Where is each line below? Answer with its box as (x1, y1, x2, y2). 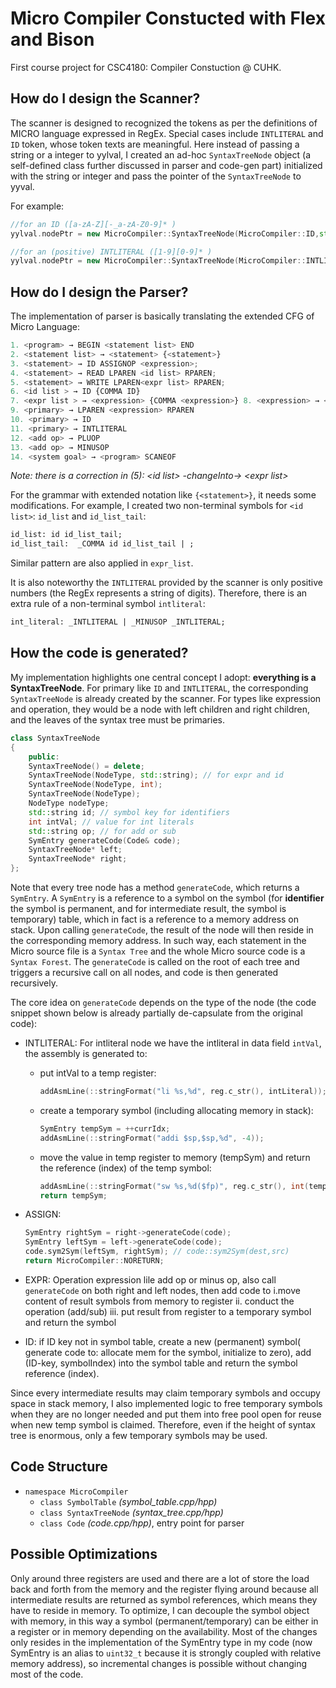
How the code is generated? (10, 645, 189, 662)
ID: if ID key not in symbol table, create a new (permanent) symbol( (24, 1335, 302, 1347)
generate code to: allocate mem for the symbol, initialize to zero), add (24, 1346, 312, 1358)
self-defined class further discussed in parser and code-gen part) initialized (10, 159, 323, 171)
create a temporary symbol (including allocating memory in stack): (39, 1104, 314, 1116)
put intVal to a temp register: (39, 1067, 157, 1079)
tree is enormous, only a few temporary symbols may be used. (10, 1429, 268, 1441)
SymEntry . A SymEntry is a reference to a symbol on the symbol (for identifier (10, 892, 325, 904)
